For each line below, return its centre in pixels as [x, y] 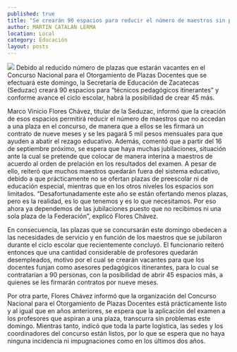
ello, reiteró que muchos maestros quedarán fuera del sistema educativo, [114, 171]
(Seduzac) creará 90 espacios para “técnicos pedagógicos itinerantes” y [113, 90]
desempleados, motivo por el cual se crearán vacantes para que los [106, 260]
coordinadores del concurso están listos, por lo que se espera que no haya [116, 333]
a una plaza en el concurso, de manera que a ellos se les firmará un [106, 126]
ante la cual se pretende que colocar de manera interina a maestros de [110, 156]
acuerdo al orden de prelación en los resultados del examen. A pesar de [112, 164]
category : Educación [38, 40]
